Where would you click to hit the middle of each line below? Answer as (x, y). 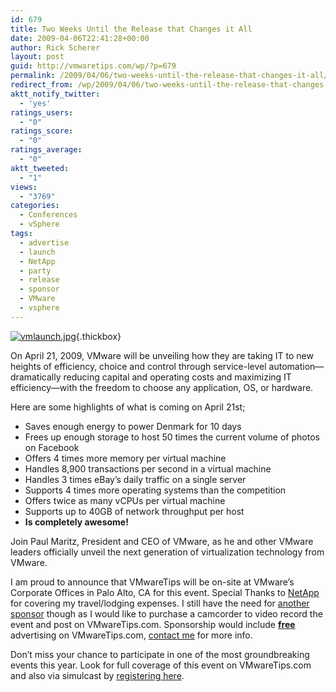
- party (35, 271)
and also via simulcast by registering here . (97, 675)
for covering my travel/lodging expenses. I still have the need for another (160, 603)
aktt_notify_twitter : (55, 94)
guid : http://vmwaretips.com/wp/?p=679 (93, 66)
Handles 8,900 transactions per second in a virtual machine (148, 468)
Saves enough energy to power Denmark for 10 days (133, 426)
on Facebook (52, 447)
